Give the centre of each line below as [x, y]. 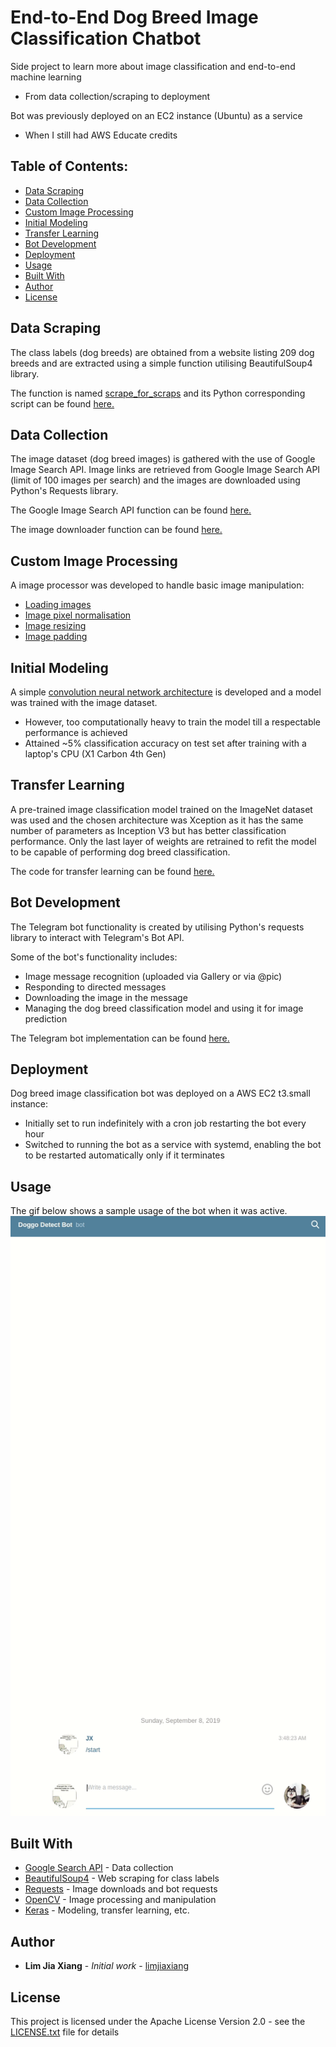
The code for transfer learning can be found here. [112, 871]
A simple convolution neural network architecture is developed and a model [166, 692]
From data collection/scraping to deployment [117, 96]
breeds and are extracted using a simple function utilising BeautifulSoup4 [161, 363]
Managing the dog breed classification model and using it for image [164, 1008]
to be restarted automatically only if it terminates [124, 1155]
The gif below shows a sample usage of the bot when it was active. [149, 1211]
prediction [46, 1018]
